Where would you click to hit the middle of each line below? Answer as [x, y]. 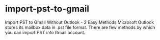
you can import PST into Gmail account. [45, 32]
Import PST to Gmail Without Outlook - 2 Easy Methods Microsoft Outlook [80, 22]
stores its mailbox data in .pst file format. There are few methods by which [80, 27]
